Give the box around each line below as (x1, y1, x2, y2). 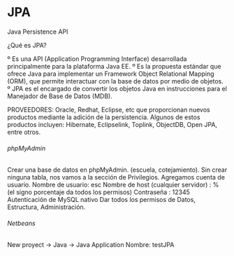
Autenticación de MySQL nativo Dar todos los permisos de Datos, (7, 196, 196, 204)
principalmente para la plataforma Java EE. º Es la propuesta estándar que (7, 62, 221, 70)
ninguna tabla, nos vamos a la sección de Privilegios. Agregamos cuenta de (7, 173, 226, 182)
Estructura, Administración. (7, 203, 86, 211)
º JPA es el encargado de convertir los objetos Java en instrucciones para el (7, 84, 227, 93)
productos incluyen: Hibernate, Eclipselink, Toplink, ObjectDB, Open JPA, (7, 120, 218, 128)
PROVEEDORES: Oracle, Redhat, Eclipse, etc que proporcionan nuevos (7, 105, 211, 114)
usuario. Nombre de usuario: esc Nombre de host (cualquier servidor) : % (7, 180, 219, 189)
